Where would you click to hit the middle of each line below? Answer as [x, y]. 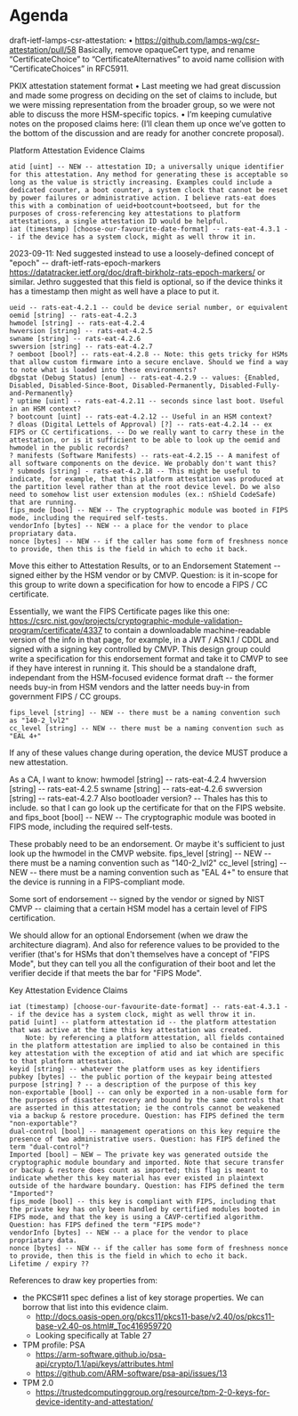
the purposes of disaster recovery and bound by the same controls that [147, 1100]
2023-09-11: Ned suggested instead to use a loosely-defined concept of [142, 253]
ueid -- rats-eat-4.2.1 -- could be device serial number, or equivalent [149, 307]
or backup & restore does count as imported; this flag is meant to [139, 1170]
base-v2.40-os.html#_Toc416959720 [103, 1326]
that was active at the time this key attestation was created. [131, 1029]
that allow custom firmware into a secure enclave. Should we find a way [149, 362]
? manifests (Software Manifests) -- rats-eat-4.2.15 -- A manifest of [145, 455]
